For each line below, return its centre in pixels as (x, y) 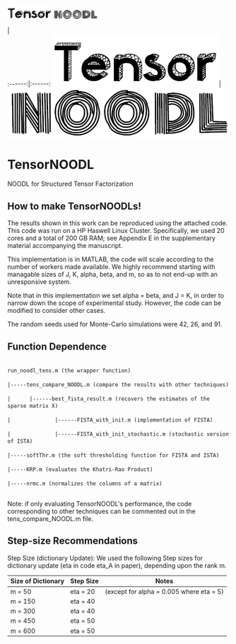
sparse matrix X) (33, 406)
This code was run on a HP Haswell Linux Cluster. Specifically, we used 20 (116, 231)
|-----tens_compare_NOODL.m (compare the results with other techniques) (118, 385)
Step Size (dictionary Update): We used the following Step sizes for (105, 558)
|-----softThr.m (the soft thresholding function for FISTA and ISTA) (113, 455)
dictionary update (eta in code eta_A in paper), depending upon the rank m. (117, 565)
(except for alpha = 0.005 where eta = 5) (164, 591)
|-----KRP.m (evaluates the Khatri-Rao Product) (80, 470)
